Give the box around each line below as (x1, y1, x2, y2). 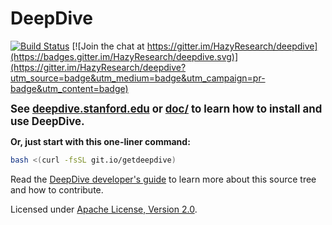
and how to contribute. (10, 183, 104, 196)
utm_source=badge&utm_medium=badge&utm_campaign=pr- (10, 72, 266, 84)
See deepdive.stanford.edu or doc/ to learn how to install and (10, 102, 323, 116)
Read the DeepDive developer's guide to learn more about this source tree (10, 173, 317, 185)
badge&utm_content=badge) (10, 82, 129, 94)
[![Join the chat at (71, 40, 145, 52)
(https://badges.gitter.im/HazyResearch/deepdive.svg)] (10, 50, 239, 62)
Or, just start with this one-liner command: (10, 135, 191, 147)
